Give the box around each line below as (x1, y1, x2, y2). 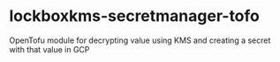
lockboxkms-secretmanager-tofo (9, 6, 261, 26)
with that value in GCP (9, 44, 90, 54)
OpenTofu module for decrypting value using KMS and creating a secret (9, 35, 271, 45)
